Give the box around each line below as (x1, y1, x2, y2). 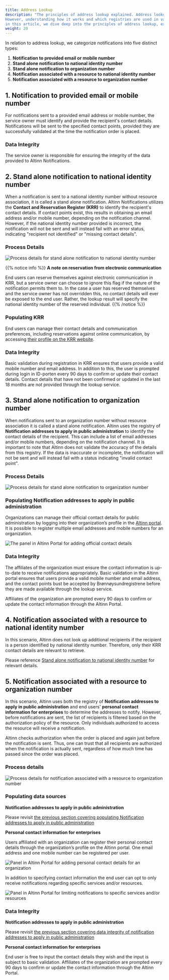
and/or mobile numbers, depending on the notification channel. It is (5, 439, 145, 445)
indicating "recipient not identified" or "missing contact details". (5, 231, 137, 237)
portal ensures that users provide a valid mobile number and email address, (5, 575, 162, 581)
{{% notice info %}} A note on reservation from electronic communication (5, 265, 162, 271)
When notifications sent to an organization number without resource (5, 417, 147, 423)
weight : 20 (5, 26, 28, 31)
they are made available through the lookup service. (5, 585, 113, 592)
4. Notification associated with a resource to (5, 616, 147, 624)
